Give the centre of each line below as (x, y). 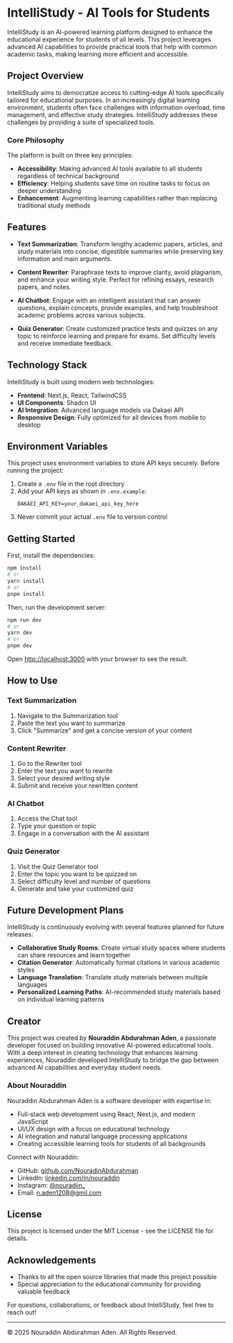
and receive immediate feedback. (65, 343)
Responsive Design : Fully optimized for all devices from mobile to (111, 417)
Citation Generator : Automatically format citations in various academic (119, 963)
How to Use (33, 681)
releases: (20, 934)
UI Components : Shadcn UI (57, 402)
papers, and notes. (44, 286)
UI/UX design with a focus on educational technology (93, 1129)
